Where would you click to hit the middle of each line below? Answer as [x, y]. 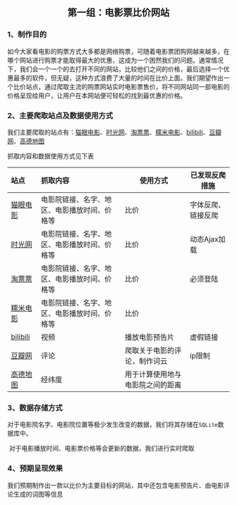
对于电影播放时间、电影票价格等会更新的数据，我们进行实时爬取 [102, 448]
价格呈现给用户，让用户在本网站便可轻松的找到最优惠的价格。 [97, 95]
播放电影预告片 [150, 337]
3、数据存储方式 [35, 408]
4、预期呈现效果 [35, 468]
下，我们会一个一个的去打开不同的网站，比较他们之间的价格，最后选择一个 [115, 69]
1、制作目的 [27, 35]
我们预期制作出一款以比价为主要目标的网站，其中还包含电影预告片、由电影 [115, 485]
